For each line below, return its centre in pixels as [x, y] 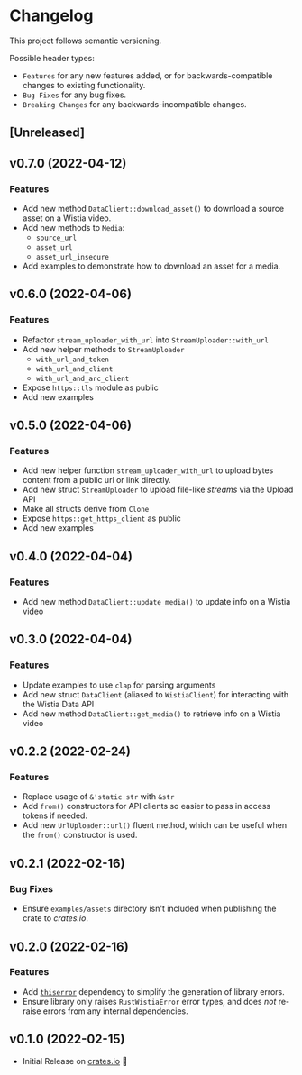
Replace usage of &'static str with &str [98, 797]
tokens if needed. [55, 815]
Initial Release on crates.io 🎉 [75, 1061]
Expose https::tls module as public [91, 387]
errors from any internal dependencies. [115, 1011]
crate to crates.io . [55, 918]
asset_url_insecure [73, 258]
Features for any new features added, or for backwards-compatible [147, 75]
